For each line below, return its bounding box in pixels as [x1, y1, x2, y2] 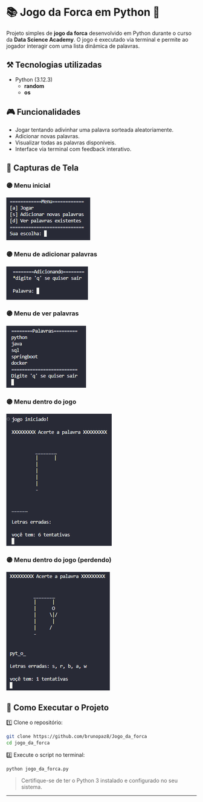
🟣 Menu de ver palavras [6, 309, 79, 318]
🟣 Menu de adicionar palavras [6, 250, 98, 258]
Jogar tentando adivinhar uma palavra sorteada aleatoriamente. [14, 126, 174, 133]
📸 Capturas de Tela [6, 162, 79, 173]
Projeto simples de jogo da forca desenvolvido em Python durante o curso [6, 29, 192, 37]
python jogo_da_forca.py [6, 766, 69, 772]
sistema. [21, 783, 42, 791]
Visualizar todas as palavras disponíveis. [14, 139, 117, 146]
